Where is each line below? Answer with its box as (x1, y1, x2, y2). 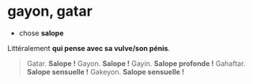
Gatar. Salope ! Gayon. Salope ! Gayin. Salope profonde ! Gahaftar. (26, 58, 246, 68)
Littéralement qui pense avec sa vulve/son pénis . (7, 43, 171, 53)
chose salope (18, 28, 64, 38)
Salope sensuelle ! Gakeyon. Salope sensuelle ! (26, 67, 185, 76)
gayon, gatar (7, 2, 93, 20)
